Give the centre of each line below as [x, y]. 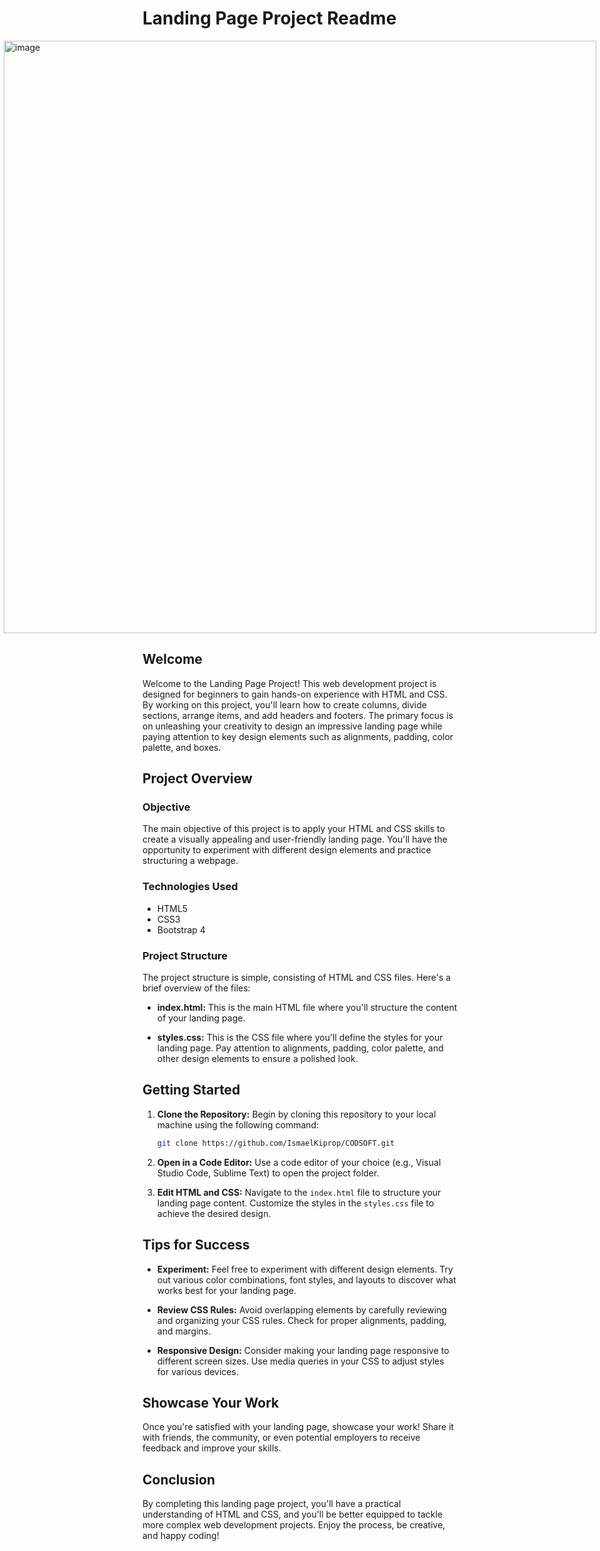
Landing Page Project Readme [269, 18]
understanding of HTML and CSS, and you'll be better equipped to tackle [293, 1514]
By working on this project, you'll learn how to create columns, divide [284, 704]
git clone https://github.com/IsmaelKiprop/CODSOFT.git [275, 1143]
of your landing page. [201, 1018]
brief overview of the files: [196, 988]
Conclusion [179, 1479]
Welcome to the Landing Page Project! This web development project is [289, 683]
